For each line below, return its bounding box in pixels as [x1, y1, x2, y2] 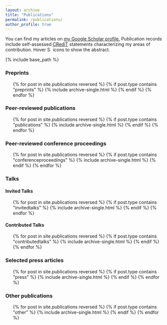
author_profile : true [5, 21, 52, 27]
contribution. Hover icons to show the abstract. [5, 47, 110, 53]
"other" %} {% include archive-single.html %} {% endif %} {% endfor [12, 309, 159, 315]
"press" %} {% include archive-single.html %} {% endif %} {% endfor [12, 274, 160, 280]
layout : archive [5, 7, 40, 13]
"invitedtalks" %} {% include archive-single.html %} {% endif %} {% [12, 205, 157, 211]
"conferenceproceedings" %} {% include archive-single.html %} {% [12, 157, 156, 163]
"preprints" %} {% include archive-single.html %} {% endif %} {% [12, 86, 152, 93]
